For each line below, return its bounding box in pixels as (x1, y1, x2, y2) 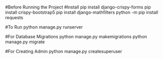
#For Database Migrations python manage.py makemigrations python (5, 34, 148, 39)
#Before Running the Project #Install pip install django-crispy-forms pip (5, 4, 151, 10)
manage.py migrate (5, 39, 45, 45)
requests (5, 15, 23, 20)
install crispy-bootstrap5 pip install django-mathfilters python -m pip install (5, 9, 159, 15)
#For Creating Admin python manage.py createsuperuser (5, 49, 123, 54)
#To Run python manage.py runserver (5, 24, 83, 30)
